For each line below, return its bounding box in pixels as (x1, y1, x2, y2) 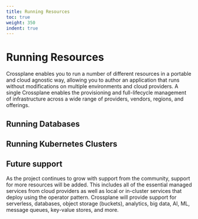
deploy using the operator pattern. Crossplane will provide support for (6, 194, 177, 201)
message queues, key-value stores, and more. (6, 206, 119, 213)
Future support (6, 159, 63, 169)
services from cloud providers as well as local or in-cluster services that (6, 187, 182, 194)
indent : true (6, 25, 38, 31)
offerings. (6, 102, 30, 109)
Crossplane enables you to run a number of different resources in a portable (6, 70, 191, 78)
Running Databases (6, 119, 80, 129)
